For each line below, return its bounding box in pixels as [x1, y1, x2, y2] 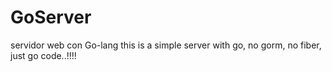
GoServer [10, 6, 92, 29]
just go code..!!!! [10, 49, 77, 61]
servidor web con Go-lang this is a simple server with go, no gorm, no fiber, [10, 39, 322, 51]
